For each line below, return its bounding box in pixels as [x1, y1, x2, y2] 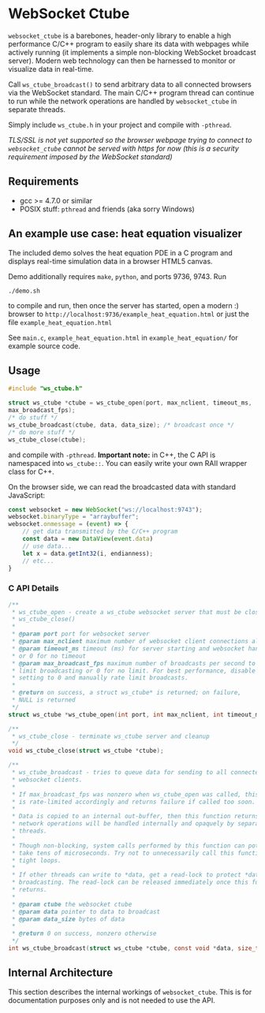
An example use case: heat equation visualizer [8, 227, 243, 240]
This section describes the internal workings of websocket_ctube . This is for [8, 987, 252, 996]
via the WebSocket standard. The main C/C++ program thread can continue [8, 88, 255, 97]
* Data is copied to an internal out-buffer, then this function [11, 813, 231, 821]
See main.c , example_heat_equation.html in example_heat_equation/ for [8, 333, 238, 342]
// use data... [22, 542, 73, 550]
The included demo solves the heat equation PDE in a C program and [8, 248, 233, 257]
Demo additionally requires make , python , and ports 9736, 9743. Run [8, 271, 227, 281]
